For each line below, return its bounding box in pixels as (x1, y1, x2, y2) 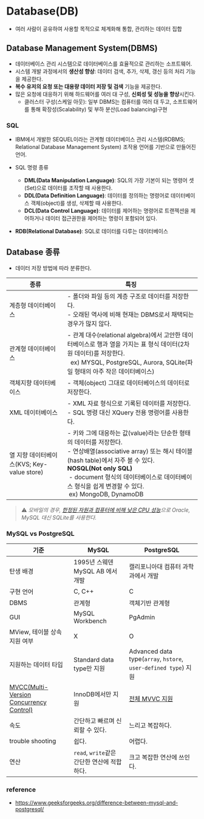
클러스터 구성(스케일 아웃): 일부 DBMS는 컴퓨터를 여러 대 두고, (24, 98, 172, 105)
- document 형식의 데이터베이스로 (69, 473, 163, 481)
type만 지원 (73, 664, 105, 673)
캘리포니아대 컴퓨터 (129, 563, 182, 571)
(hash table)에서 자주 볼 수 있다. (67, 456, 155, 464)
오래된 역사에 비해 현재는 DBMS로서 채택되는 (72, 310, 194, 318)
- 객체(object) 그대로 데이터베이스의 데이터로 (67, 379, 190, 387)
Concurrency (9, 698, 47, 707)
